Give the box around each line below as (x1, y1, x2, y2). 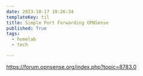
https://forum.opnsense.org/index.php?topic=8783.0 (6, 63, 137, 70)
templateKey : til (6, 14, 50, 20)
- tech (11, 42, 28, 48)
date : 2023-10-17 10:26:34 (6, 8, 74, 15)
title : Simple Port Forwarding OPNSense (6, 20, 109, 26)
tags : (6, 31, 20, 37)
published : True (6, 25, 47, 31)
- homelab (11, 36, 36, 42)
